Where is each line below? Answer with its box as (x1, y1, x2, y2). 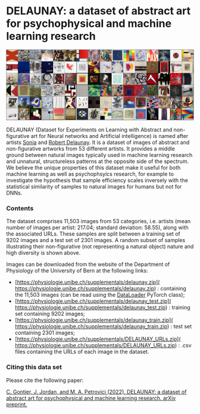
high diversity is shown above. (6, 249, 81, 256)
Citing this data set (6, 363, 62, 371)
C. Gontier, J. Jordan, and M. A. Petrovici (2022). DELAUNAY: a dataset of (6, 388, 187, 395)
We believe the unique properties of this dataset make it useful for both (6, 164, 181, 171)
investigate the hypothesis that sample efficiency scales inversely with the (6, 177, 189, 184)
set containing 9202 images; (14, 310, 85, 318)
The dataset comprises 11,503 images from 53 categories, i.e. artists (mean (6, 218, 191, 225)
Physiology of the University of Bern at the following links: (6, 267, 149, 274)
